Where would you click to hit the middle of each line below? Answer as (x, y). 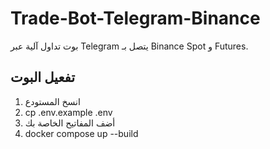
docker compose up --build (81, 133)
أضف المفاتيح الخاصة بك (70, 123)
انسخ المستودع (52, 101)
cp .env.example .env (68, 112)
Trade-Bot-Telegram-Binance (135, 18)
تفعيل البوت (43, 77)
